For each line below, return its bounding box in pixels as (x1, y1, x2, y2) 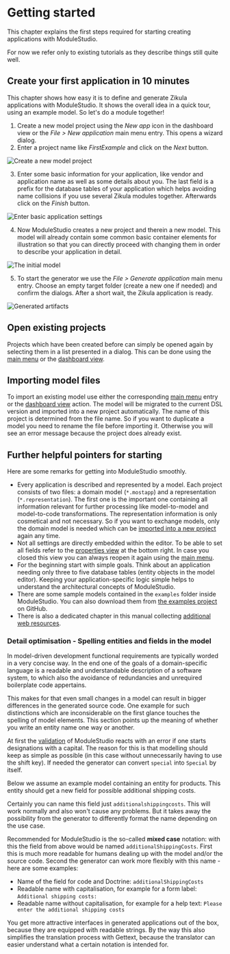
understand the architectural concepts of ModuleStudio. (16, 583, 176, 591)
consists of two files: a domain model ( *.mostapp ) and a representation (16, 488, 216, 496)
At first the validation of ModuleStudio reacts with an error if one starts (7, 736, 207, 745)
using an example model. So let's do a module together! (7, 108, 164, 116)
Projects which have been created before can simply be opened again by (7, 340, 214, 348)
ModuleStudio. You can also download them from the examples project (16, 597, 218, 605)
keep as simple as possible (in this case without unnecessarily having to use (7, 752, 222, 760)
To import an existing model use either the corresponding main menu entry (7, 393, 218, 401)
